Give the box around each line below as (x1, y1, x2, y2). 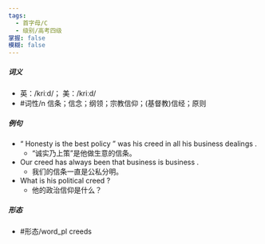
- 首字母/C (15, 19, 48, 27)
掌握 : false (8, 33, 45, 42)
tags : (8, 11, 26, 20)
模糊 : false (8, 41, 45, 49)
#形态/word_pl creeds (19, 226, 92, 236)
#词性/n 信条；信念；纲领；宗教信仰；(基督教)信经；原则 (19, 99, 207, 108)
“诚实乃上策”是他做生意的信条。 (31, 148, 136, 158)
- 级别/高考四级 (15, 26, 62, 34)
